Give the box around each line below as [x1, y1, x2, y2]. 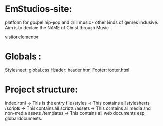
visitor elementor [5, 34, 39, 40]
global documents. [5, 115, 43, 121]
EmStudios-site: [5, 3, 72, 15]
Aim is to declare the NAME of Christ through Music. [5, 24, 110, 30]
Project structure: [5, 84, 78, 95]
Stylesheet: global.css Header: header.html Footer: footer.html [5, 67, 130, 73]
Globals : [5, 51, 42, 62]
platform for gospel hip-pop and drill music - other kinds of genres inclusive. [5, 19, 159, 25]
